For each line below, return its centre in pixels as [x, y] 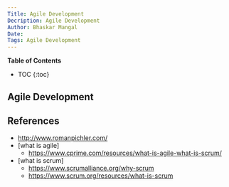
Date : [15, 34]
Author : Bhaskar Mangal [43, 27]
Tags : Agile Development [44, 41]
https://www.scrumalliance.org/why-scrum [91, 169]
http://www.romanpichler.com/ [63, 138]
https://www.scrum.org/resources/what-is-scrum [101, 176]
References [33, 121]
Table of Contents [34, 60]
